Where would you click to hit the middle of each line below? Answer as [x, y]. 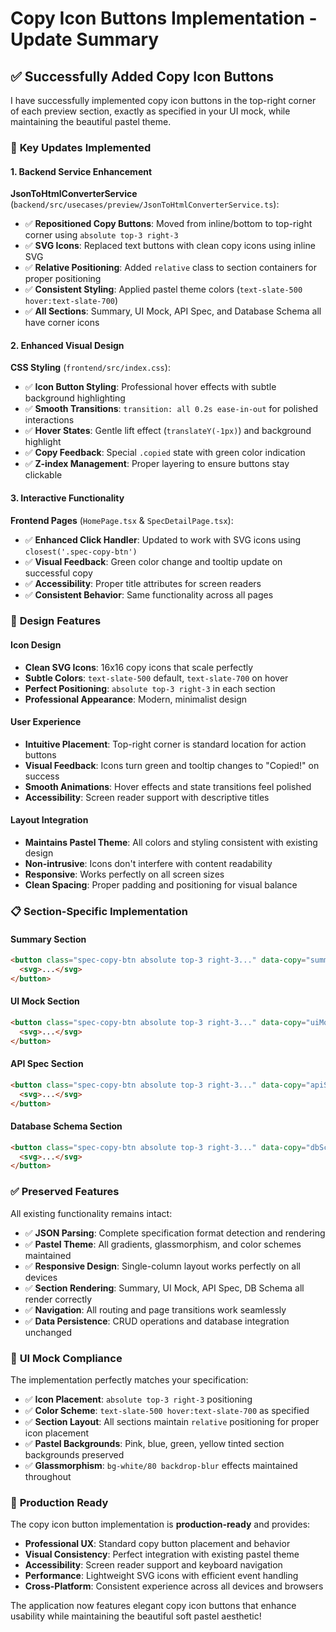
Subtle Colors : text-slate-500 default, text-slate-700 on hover [156, 678]
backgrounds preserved [74, 1454]
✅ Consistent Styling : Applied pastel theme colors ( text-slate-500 [163, 289]
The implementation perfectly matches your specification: [129, 1379]
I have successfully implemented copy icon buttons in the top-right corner [163, 100]
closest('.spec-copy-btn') [81, 552]
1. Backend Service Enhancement [81, 171]
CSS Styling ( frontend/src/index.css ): [90, 368]
